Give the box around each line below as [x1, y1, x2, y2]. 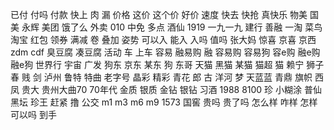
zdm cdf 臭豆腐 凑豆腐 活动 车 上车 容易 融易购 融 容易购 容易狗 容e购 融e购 [10, 46, 321, 58]
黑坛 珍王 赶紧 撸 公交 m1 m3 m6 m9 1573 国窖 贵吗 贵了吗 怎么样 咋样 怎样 [10, 96, 318, 108]
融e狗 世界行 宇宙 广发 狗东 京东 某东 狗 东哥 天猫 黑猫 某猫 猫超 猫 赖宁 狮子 [10, 59, 325, 70]
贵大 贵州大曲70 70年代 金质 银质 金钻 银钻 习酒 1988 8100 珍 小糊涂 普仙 [21, 84, 322, 95]
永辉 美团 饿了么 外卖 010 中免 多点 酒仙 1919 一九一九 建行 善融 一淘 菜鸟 [21, 21, 323, 33]
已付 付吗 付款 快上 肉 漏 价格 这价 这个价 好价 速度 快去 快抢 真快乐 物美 [10, 9, 308, 20]
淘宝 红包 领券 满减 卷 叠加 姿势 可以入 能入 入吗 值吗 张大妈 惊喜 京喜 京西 [10, 34, 317, 45]
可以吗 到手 [10, 109, 57, 120]
